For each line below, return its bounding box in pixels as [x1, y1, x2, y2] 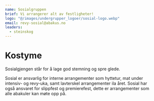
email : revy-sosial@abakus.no [5, 20, 66, 25]
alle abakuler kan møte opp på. [5, 90, 67, 96]
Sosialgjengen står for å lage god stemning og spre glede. [5, 66, 121, 72]
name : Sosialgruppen [5, 7, 47, 12]
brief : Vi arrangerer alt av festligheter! [5, 12, 94, 16]
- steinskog [9, 29, 34, 34]
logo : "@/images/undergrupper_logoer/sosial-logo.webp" [5, 16, 120, 21]
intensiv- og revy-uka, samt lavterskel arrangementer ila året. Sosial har [5, 80, 147, 86]
